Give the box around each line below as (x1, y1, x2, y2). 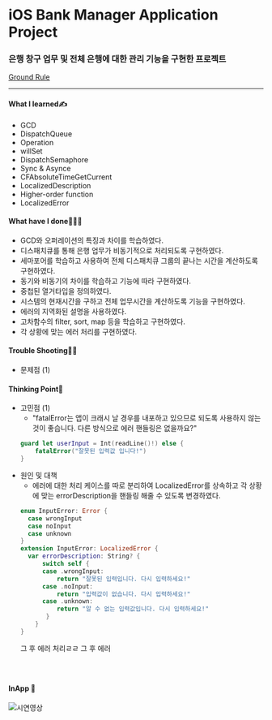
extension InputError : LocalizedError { (19, 545, 159, 553)
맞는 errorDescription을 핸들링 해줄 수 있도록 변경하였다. (40, 490, 221, 500)
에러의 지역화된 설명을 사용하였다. (19, 306, 127, 316)
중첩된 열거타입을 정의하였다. (19, 286, 112, 295)
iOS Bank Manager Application (8, 6, 219, 24)
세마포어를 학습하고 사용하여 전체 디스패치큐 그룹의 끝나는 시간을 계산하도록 (19, 256, 259, 265)
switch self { (41, 560, 90, 568)
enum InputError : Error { (19, 507, 108, 515)
